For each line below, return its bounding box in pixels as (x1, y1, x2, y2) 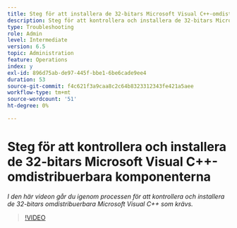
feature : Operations (7, 56, 68, 64)
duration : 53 (7, 76, 46, 83)
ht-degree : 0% (7, 102, 49, 109)
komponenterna (115, 169, 212, 185)
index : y (7, 63, 33, 70)
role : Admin (7, 30, 42, 37)
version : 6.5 (7, 43, 46, 50)
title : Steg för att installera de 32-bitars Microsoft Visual (7, 10, 197, 18)
